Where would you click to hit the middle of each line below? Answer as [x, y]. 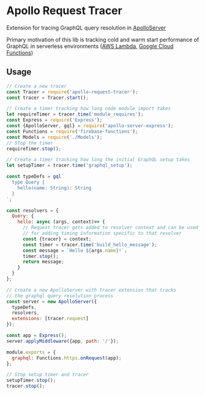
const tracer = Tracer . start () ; [47, 98]
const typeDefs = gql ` [35, 177]
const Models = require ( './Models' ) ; [54, 137]
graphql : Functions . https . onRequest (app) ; [67, 358]
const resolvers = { [33, 210]
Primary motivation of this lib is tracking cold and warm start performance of [103, 39]
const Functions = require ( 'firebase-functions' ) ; [72, 131]
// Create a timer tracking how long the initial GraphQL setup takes [98, 160]
